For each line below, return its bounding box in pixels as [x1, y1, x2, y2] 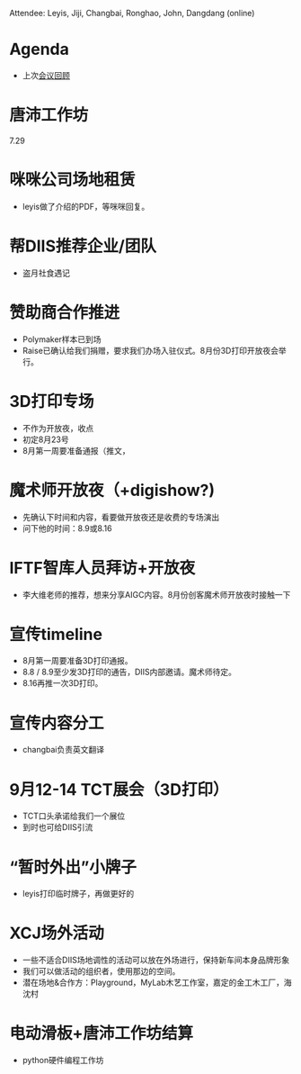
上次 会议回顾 [22, 69, 70, 80]
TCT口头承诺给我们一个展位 [22, 810, 126, 822]
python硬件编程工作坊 [22, 1055, 104, 1066]
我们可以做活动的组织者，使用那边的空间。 [22, 966, 181, 977]
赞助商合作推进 [9, 302, 120, 322]
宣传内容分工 [9, 713, 105, 733]
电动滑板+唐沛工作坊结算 [9, 1024, 194, 1043]
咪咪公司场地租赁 [9, 170, 137, 190]
